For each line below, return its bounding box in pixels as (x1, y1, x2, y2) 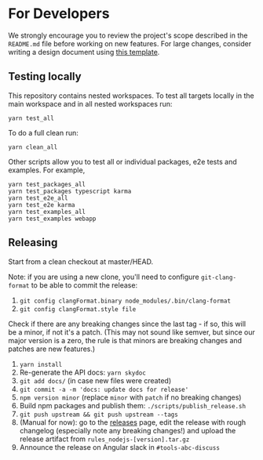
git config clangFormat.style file (19, 305, 137, 313)
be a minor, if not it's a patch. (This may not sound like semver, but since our (8, 327, 255, 337)
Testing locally (8, 70, 82, 83)
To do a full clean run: (8, 128, 79, 137)
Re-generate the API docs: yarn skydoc (19, 368, 147, 377)
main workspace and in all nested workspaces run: (8, 99, 173, 108)
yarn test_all (8, 114, 55, 122)
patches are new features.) (8, 344, 96, 353)
